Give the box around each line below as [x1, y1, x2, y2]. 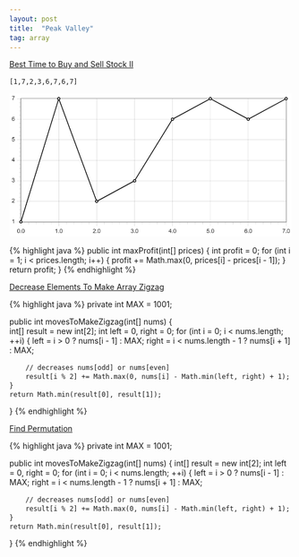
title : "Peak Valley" [9, 23, 94, 33]
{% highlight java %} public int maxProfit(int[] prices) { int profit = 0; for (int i [9, 244, 291, 255]
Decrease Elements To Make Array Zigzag [9, 281, 165, 292]
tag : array [9, 33, 50, 42]
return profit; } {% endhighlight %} [9, 264, 137, 275]
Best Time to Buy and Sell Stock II [9, 59, 134, 70]
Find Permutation [9, 423, 73, 433]
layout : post [9, 14, 58, 23]
